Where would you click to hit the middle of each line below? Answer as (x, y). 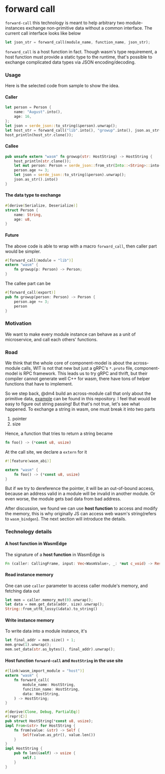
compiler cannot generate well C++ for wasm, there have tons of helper (78, 379)
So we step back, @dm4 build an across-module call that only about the (78, 393)
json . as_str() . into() (36, 179)
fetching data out (22, 591)
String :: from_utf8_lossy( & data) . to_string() (51, 609)
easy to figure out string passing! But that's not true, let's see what (72, 404)
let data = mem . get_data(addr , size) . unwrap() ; (55, 604)
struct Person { (22, 210)
